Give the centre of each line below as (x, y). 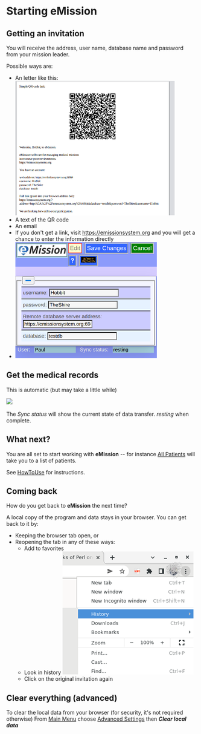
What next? (28, 440)
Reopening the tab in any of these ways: (65, 542)
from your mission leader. (38, 54)
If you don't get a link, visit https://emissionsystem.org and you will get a (105, 232)
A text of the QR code (42, 220)
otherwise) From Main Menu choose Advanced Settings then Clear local (97, 719)
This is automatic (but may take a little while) (62, 390)
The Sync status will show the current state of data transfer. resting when (97, 414)
